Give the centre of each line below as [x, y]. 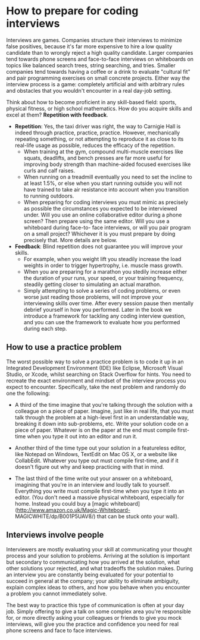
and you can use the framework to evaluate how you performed [102, 322]
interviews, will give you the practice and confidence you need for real [93, 624]
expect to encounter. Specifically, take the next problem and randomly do [96, 387]
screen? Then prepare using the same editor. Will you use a [96, 221]
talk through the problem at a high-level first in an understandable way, [102, 417]
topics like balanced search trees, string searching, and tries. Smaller [91, 65]
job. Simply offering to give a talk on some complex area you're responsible [99, 611]
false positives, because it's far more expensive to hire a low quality [89, 46]
